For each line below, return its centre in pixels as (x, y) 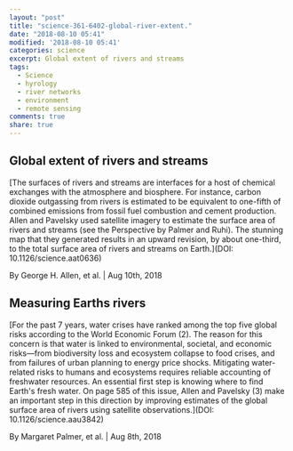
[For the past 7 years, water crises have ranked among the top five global (143, 325)
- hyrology (37, 84)
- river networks (49, 92)
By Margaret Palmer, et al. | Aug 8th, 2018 (85, 436)
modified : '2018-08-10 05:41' (65, 42)
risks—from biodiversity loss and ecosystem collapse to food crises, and (142, 353)
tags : (19, 68)
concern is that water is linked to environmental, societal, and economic (141, 343)
